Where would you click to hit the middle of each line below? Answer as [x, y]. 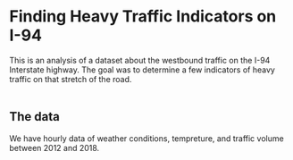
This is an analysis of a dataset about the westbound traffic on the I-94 [140, 60]
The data [34, 117]
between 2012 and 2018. [54, 147]
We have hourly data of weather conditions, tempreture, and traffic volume [146, 138]
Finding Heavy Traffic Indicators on [143, 17]
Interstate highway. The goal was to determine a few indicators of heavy [142, 70]
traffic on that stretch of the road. [71, 79]
